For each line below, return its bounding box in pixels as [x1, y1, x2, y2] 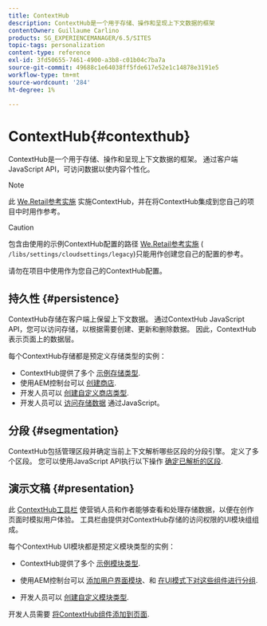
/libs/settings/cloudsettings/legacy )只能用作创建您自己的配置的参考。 [8, 249, 248, 259]
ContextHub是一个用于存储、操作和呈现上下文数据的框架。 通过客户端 [8, 155, 238, 164]
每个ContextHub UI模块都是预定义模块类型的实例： [8, 541, 176, 551]
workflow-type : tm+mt [8, 71, 80, 79]
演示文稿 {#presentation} [8, 482, 135, 495]
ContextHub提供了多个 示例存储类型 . [19, 368, 141, 378]
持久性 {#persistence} [8, 292, 120, 305]
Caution [8, 222, 34, 232]
